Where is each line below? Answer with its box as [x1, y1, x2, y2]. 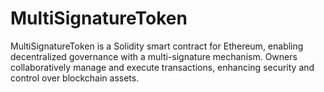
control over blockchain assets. [10, 72, 140, 84]
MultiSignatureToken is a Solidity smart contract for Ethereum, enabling [10, 40, 304, 52]
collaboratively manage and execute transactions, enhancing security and [10, 61, 315, 73]
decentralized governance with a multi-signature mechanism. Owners [10, 50, 298, 62]
